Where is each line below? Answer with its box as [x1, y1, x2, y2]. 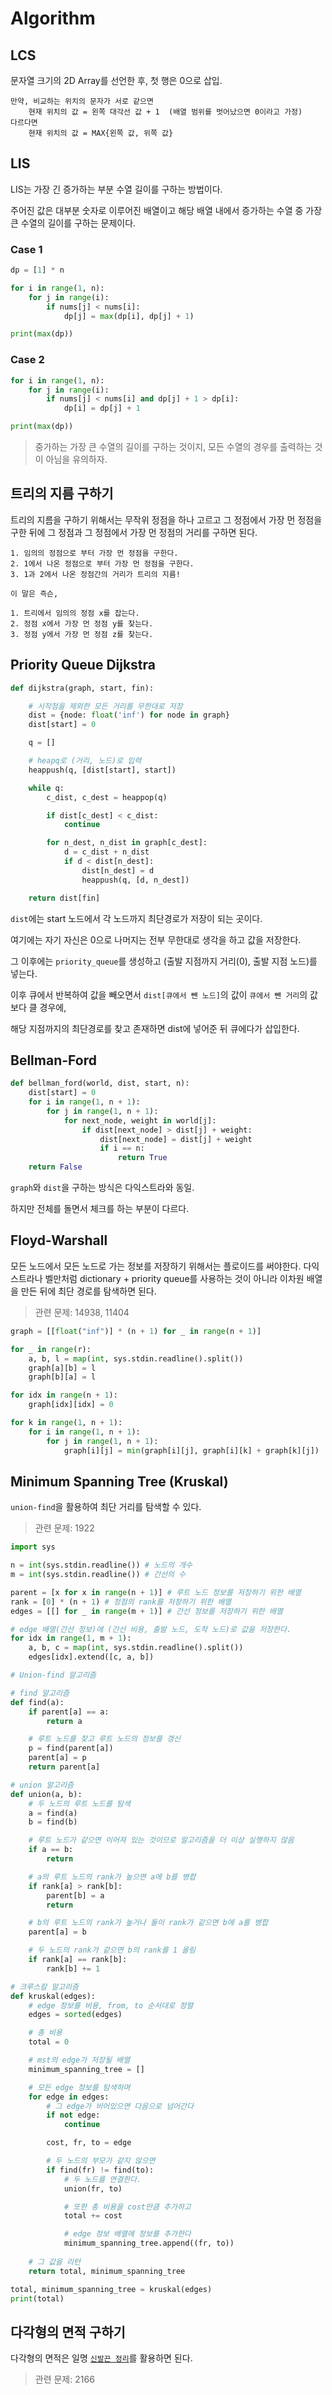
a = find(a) [28, 1808, 78, 1818]
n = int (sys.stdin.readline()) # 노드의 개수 [10, 1560, 193, 1571]
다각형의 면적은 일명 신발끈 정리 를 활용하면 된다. [10, 2352, 193, 2364]
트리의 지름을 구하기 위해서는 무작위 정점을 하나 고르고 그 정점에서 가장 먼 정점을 [10, 513, 323, 526]
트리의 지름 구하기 [10, 485, 114, 502]
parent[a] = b [28, 1927, 87, 1937]
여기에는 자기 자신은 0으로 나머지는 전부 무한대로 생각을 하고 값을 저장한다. [10, 933, 302, 946]
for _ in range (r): [10, 1344, 92, 1354]
